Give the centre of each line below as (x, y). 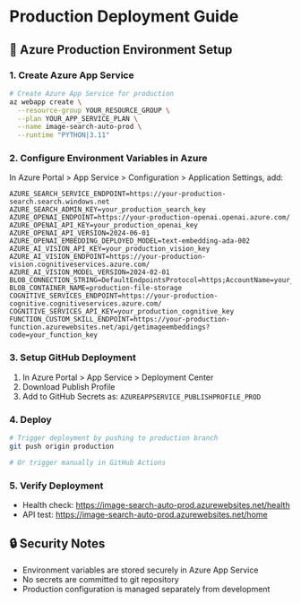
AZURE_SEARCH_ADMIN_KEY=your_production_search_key (107, 210)
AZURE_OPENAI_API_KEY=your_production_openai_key (104, 226)
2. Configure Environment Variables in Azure (108, 159)
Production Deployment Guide (124, 17)
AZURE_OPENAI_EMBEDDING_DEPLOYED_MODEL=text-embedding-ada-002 (130, 241)
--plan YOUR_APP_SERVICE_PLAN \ (78, 118)
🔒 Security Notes (57, 544)
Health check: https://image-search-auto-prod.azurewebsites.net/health (156, 504)
